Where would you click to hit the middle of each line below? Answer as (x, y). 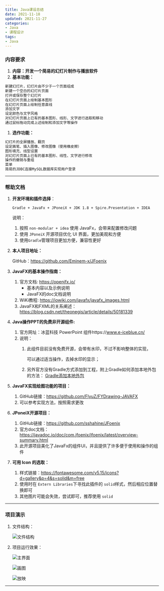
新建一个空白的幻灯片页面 (27, 91)
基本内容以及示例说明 (48, 288)
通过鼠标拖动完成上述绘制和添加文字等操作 (41, 123)
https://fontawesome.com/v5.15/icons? (80, 473)
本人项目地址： (27, 251)
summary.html (34, 440)
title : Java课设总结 (24, 10)
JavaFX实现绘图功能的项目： (41, 386)
